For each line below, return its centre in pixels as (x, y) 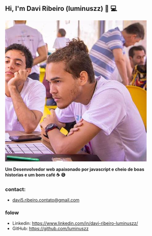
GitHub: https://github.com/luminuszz (50, 229)
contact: (15, 189)
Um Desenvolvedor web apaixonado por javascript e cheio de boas (75, 169)
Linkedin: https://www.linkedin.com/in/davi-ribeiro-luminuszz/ (75, 223)
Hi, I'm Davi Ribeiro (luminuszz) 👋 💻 (61, 9)
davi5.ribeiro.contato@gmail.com (46, 200)
